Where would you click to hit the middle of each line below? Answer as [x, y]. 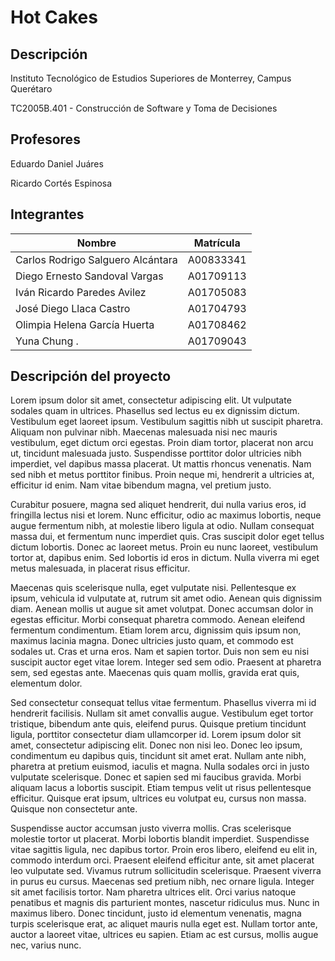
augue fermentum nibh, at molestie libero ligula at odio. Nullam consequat [162, 526]
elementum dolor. [46, 683]
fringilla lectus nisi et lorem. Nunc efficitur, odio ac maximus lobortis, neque [166, 515]
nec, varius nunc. [46, 945]
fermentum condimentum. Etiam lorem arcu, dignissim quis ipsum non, [156, 630]
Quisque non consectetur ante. [74, 809]
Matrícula [217, 243]
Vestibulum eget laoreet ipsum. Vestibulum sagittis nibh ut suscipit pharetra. [167, 422]
